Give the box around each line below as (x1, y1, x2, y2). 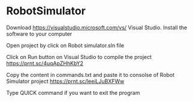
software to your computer (6, 30, 73, 37)
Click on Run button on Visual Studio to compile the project (6, 53, 152, 60)
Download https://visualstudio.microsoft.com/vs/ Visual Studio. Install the (6, 24, 188, 31)
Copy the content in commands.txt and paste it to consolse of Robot (6, 71, 175, 78)
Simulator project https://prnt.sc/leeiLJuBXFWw (6, 78, 125, 85)
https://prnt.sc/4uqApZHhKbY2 (6, 60, 84, 67)
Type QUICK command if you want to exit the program (6, 89, 140, 96)
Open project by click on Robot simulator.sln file (6, 42, 125, 49)
